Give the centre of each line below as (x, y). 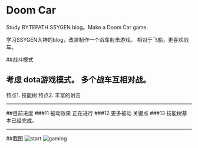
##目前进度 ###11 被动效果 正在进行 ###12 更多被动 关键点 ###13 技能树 (94, 113)
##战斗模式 (20, 59)
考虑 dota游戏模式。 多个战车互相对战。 (79, 80)
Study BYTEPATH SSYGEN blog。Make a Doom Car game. (77, 27)
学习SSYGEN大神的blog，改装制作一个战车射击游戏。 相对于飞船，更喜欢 (95, 39)
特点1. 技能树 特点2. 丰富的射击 (44, 95)
